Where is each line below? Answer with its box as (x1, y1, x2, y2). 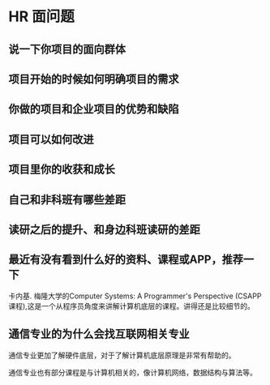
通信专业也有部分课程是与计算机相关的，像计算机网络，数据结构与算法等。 (8, 367, 257, 377)
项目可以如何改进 (8, 132, 94, 146)
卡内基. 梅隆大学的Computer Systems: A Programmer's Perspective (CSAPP (8, 291, 262, 301)
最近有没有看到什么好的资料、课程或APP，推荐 (8, 253, 243, 267)
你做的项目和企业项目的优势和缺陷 (8, 102, 179, 116)
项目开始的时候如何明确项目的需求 (8, 72, 179, 86)
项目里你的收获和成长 (8, 163, 115, 177)
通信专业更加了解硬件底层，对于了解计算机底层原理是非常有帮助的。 (8, 350, 236, 360)
